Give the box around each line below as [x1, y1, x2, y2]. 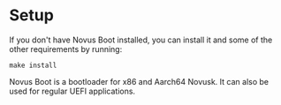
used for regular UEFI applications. [9, 86, 135, 96]
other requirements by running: [9, 43, 123, 54]
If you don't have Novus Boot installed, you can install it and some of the [9, 34, 273, 45]
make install [9, 61, 57, 70]
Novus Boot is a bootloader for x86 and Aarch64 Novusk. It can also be [9, 76, 270, 86]
